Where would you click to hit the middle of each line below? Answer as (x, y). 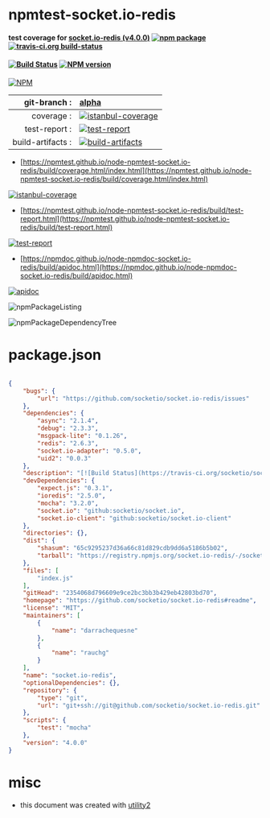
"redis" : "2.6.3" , (68, 443)
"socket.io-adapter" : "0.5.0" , (90, 451)
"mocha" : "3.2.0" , (68, 503)
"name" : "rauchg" (80, 653)
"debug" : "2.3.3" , (68, 428)
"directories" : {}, (55, 533)
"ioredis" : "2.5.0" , (72, 496)
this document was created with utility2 (85, 805)
